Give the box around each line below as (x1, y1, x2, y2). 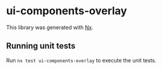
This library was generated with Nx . (6, 24, 94, 31)
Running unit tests (6, 41, 76, 51)
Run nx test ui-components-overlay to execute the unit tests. (6, 56, 157, 63)
